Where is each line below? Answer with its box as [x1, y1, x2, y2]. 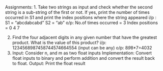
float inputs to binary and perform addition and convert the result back [12, 55, 155, 61]
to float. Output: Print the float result [12, 61, 86, 66]
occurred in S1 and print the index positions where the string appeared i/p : [5, 15, 157, 20]
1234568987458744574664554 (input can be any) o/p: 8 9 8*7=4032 [12, 45, 152, 50]
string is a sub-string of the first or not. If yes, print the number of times [5, 9, 150, 15]
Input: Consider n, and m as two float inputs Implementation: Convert [12, 50, 152, 56]
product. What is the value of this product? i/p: [12, 40, 107, 46]
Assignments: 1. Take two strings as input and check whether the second [5, 4, 153, 10]
